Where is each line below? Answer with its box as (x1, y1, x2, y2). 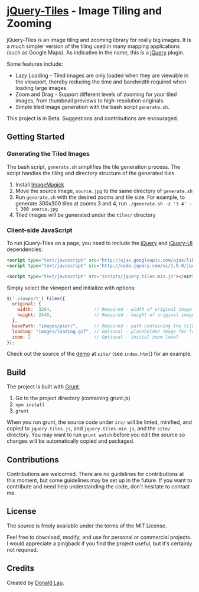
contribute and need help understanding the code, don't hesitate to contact (6, 483, 190, 490)
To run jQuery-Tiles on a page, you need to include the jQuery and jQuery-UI (6, 239, 193, 246)
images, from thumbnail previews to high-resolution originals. (15, 96, 165, 104)
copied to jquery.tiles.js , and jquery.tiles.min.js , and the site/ (6, 425, 171, 432)
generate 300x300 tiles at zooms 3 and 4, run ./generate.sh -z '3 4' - (15, 200, 193, 207)
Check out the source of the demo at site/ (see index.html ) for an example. (6, 350, 193, 358)
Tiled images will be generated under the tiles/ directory (15, 211, 156, 218)
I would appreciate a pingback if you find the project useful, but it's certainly (6, 540, 193, 547)
